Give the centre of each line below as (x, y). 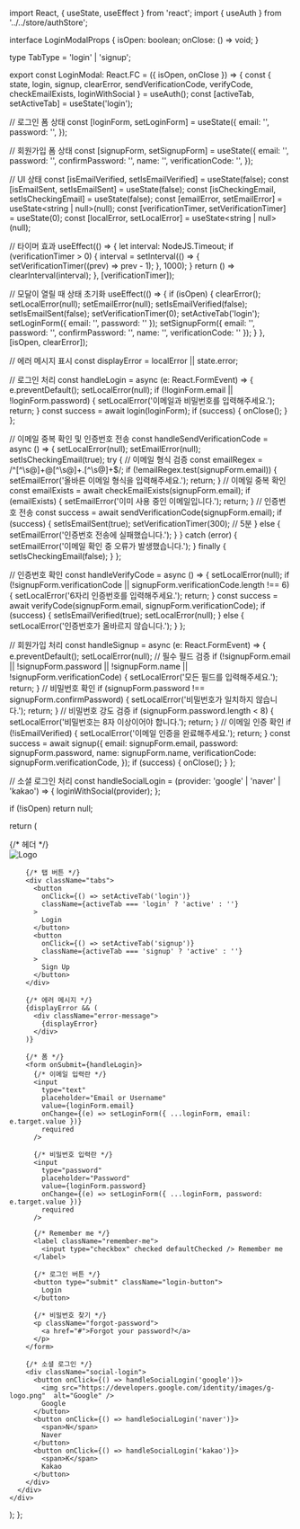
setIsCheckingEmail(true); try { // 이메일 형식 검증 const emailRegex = (136, 459)
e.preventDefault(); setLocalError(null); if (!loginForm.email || (121, 390)
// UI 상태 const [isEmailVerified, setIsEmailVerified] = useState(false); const (149, 179)
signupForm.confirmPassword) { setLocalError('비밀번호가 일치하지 (132, 699)
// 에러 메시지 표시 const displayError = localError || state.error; (124, 360)
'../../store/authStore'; (49, 22)
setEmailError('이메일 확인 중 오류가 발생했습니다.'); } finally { (118, 546)
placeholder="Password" (86, 1178)
